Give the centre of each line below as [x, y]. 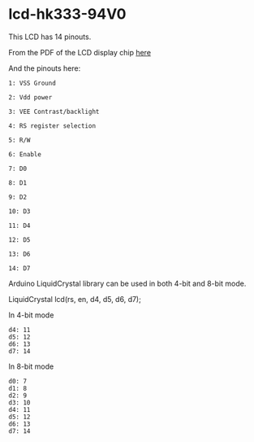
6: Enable [25, 154]
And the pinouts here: [45, 68]
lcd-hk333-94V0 [67, 14]
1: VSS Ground [32, 83]
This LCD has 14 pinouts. [50, 37]
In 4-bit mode [31, 315]
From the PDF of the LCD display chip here [80, 52]
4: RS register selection [52, 126]
